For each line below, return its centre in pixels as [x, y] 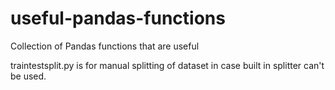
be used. [28, 76]
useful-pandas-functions [118, 18]
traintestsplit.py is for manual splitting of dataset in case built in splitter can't [167, 65]
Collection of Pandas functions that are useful [105, 46]
